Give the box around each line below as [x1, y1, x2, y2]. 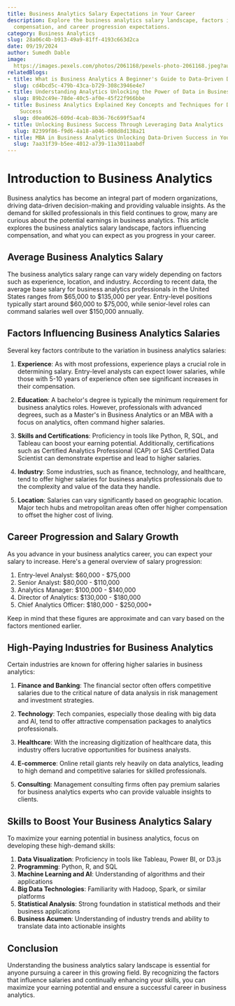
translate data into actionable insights [17, 922, 126, 930]
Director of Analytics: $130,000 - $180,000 [17, 593, 141, 601]
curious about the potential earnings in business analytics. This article [7, 216, 209, 225]
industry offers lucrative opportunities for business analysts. [17, 745, 191, 754]
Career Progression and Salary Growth [7, 531, 179, 543]
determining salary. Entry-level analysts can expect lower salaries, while [17, 367, 225, 375]
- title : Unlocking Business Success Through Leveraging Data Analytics [7, 120, 224, 128]
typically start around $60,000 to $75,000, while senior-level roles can [7, 299, 211, 308]
